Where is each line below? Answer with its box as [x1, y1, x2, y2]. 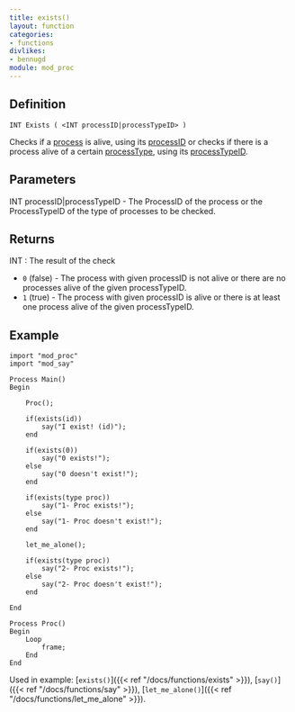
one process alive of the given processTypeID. [22, 302, 195, 312]
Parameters [9, 172, 76, 187]
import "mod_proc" [9, 352, 78, 361]
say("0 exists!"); [41, 454, 111, 464]
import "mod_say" [9, 359, 75, 369]
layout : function [9, 22, 75, 31]
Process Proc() [9, 619, 67, 628]
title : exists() [9, 13, 70, 23]
